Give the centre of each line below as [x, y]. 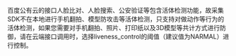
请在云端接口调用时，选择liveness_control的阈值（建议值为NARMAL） [121, 36]
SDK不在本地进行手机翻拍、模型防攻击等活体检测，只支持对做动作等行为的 [116, 19]
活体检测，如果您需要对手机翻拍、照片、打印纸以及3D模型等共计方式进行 [114, 28]
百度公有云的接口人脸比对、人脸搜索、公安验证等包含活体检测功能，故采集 [116, 10]
